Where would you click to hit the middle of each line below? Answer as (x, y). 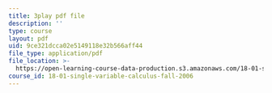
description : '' (36, 23)
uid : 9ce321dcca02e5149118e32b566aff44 (76, 46)
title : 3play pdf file (47, 16)
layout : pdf (28, 38)
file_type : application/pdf (56, 53)
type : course (30, 31)
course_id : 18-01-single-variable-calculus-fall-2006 (101, 76)
